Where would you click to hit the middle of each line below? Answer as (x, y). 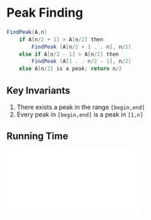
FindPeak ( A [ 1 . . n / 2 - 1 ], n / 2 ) (81, 61)
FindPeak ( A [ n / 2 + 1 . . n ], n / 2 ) (81, 46)
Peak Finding (45, 13)
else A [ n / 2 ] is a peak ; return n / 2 (71, 69)
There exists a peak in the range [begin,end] (81, 107)
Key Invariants (39, 91)
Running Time (38, 136)
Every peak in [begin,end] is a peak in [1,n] (80, 115)
